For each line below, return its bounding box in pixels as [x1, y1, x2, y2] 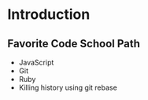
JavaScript [18, 57, 54, 67]
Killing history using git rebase [18, 83, 117, 92]
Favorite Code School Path [7, 37, 141, 50]
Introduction [7, 6, 91, 24]
